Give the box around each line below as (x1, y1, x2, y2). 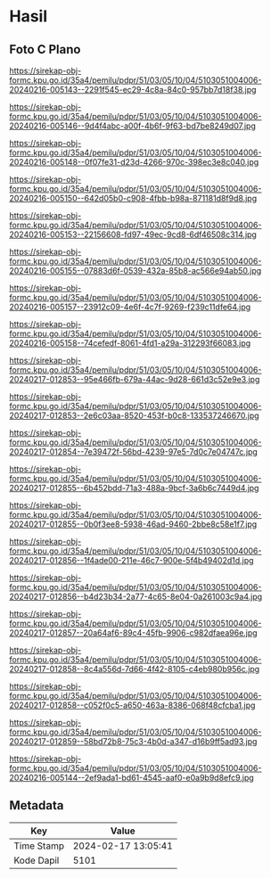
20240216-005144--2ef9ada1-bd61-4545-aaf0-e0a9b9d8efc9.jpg (9, 773, 254, 783)
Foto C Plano (9, 42, 81, 57)
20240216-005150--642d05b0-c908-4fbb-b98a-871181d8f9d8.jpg (9, 193, 257, 203)
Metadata (9, 798, 64, 813)
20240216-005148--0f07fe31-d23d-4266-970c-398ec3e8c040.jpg (9, 157, 259, 167)
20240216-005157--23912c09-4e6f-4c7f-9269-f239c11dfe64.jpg (9, 301, 251, 312)
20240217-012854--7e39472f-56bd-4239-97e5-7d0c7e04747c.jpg (9, 447, 259, 456)
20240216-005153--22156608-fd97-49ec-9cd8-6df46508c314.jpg (9, 229, 257, 240)
